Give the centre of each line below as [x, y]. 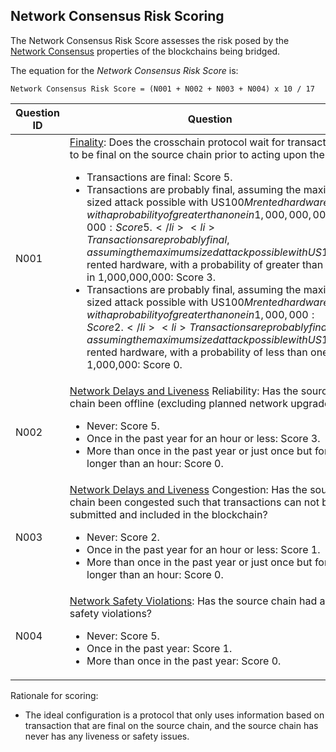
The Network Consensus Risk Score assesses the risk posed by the [150, 40]
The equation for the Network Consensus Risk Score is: [124, 70]
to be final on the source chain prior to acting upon [188, 154]
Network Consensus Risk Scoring [117, 16]
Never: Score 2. [123, 537]
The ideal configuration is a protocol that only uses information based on [174, 715]
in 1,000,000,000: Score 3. [151, 277]
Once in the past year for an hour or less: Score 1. [203, 549]
